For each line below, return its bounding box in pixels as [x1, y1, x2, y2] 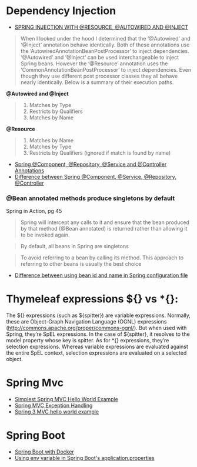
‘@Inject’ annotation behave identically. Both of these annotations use [20, 41, 190, 48]
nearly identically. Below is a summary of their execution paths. [20, 78, 174, 86]
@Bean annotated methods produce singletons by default [6, 194, 175, 202]
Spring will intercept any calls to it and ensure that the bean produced [20, 219, 190, 226]
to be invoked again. [20, 231, 70, 239]
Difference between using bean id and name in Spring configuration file [14, 272, 188, 279]
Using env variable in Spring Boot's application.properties [14, 455, 155, 462]
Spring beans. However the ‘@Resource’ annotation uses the [20, 60, 168, 67]
